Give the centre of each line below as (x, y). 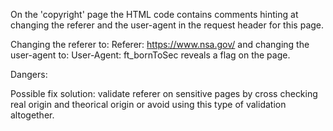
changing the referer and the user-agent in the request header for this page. (167, 25)
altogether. (32, 115)
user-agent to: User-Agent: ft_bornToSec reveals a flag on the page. (150, 55)
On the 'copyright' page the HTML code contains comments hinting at (154, 14)
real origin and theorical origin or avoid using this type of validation (148, 104)
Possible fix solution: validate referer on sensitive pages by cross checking (164, 93)
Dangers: (29, 74)
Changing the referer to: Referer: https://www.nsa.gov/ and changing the (160, 44)
